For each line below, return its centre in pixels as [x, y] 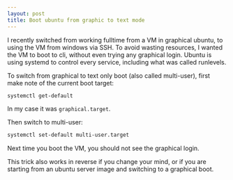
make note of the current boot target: [60, 83]
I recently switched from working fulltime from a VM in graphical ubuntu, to [115, 40]
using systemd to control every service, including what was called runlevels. [117, 62]
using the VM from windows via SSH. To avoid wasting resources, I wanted [115, 47]
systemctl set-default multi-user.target [68, 135]
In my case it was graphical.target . [59, 109]
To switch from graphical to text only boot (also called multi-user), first [109, 75]
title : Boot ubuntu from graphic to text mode [76, 20]
